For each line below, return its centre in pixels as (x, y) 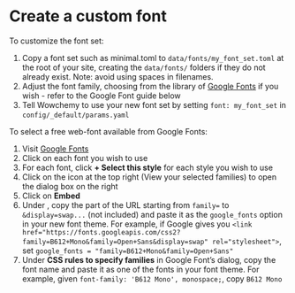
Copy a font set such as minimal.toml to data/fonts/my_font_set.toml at (153, 58)
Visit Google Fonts (55, 149)
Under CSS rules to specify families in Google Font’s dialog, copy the (149, 259)
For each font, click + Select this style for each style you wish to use (147, 167)
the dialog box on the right (70, 186)
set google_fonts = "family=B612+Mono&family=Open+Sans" (128, 251)
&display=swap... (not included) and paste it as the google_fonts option (152, 214)
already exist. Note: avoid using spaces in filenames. (117, 76)
